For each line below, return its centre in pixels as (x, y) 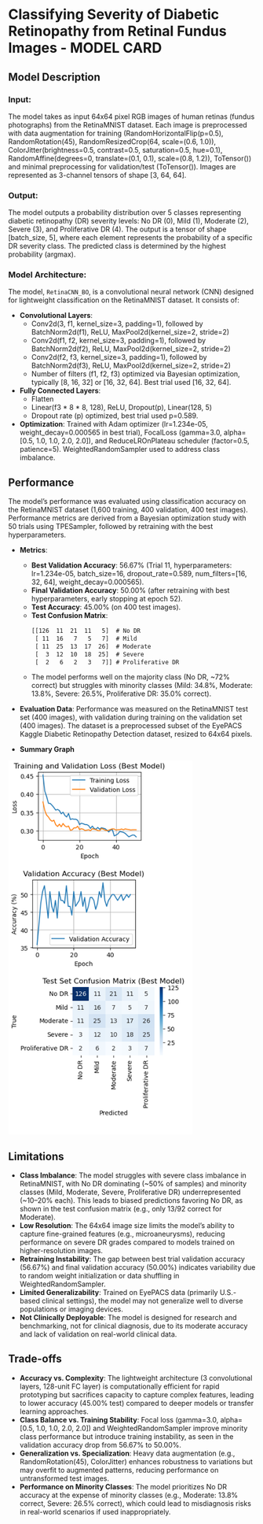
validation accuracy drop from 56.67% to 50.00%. (100, 1444)
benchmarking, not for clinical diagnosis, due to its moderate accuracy (133, 1326)
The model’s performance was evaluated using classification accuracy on (127, 501)
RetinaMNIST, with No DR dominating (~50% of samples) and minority (133, 1184)
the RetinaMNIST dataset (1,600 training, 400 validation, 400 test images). (128, 510)
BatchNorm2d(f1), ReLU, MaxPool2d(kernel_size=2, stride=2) (130, 332)
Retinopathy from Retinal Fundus (117, 31)
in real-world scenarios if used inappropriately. (95, 1511)
